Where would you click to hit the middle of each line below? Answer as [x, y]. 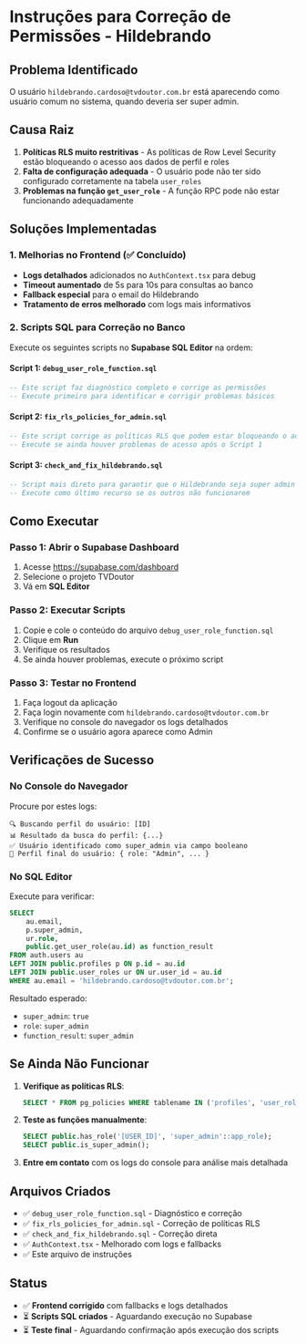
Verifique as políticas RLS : [73, 1086]
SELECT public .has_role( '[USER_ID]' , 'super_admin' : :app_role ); [147, 1137]
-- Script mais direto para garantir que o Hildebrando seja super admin [153, 484]
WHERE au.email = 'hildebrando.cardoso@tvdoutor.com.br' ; [122, 981]
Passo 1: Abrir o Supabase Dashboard [94, 547]
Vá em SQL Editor [56, 586]
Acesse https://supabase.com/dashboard [101, 567]
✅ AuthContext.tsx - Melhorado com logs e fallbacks [122, 1244]
